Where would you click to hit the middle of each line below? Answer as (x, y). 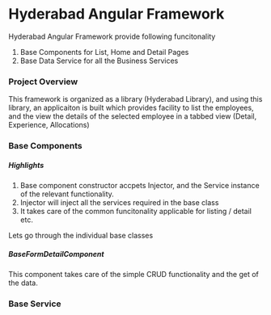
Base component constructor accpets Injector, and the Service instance (140, 186)
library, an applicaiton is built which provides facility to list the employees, (131, 108)
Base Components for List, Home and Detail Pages (104, 52)
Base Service (35, 304)
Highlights (26, 165)
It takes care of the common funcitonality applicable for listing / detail (136, 212)
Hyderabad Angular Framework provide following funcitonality (112, 36)
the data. (23, 283)
